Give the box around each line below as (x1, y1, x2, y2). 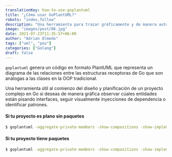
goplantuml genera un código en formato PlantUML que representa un (5, 64, 153, 71)
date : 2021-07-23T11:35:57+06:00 (5, 31, 77, 36)
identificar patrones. (5, 101, 48, 107)
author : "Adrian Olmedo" (5, 36, 58, 41)
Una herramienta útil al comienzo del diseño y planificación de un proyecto (5, 85, 163, 91)
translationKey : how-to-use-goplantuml (5, 7, 91, 13)
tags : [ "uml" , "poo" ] (5, 41, 52, 46)
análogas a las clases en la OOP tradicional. (5, 75, 97, 81)
